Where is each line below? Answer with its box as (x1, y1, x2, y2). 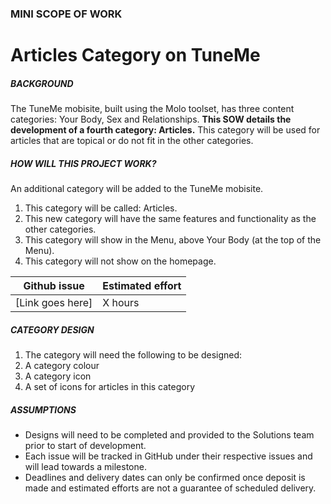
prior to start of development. (24, 439, 147, 451)
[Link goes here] (15, 296, 93, 310)
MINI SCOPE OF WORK (10, 7, 123, 21)
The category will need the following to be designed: (24, 349, 243, 361)
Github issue (23, 279, 85, 293)
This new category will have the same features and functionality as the (24, 213, 317, 225)
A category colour (24, 360, 100, 372)
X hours (102, 296, 140, 310)
